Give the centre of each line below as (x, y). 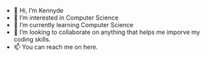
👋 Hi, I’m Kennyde (38, 11)
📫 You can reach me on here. (56, 47)
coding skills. (32, 39)
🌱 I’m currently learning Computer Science (73, 25)
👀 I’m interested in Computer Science (66, 18)
